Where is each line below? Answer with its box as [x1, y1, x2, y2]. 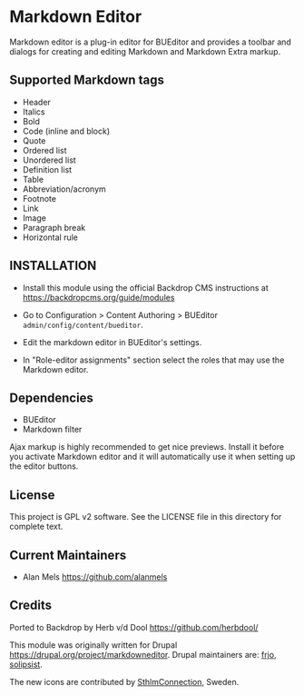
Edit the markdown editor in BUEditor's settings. [22, 336, 202, 347]
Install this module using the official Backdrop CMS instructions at [22, 282, 270, 293]
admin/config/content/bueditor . [22, 319, 143, 330]
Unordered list [22, 154, 77, 165]
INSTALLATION [9, 258, 97, 273]
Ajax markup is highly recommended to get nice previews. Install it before [9, 442, 284, 452]
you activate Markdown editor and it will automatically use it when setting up [9, 452, 296, 462]
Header [22, 96, 52, 107]
